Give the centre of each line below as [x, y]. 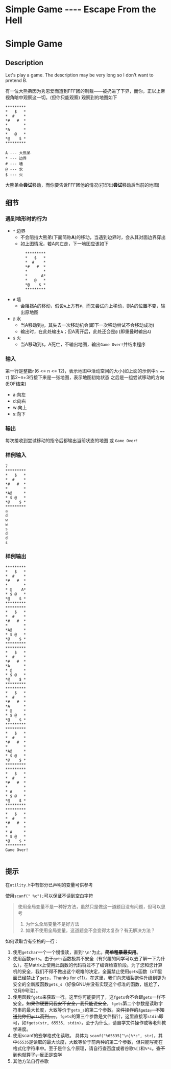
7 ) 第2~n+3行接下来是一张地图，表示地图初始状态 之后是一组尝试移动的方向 [85, 378]
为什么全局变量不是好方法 [52, 924]
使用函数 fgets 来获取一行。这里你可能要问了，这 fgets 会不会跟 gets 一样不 [89, 997]
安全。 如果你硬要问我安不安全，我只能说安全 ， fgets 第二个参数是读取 [86, 1003]
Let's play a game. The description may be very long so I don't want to [80, 75]
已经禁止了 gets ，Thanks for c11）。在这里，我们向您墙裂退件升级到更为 [92, 978]
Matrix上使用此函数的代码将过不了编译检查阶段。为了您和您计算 [95, 965]
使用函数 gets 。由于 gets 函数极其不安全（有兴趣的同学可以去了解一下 [84, 958]
